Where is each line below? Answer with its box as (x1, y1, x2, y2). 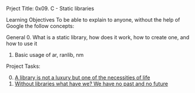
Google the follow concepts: (6, 23, 75, 29)
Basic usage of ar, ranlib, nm (14, 51, 84, 58)
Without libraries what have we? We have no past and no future (14, 80, 169, 87)
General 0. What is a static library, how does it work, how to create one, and (6, 34, 190, 40)
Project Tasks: (6, 63, 41, 70)
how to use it (6, 40, 38, 47)
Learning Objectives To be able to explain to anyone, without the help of (6, 16, 180, 23)
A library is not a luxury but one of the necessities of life (14, 74, 150, 81)
